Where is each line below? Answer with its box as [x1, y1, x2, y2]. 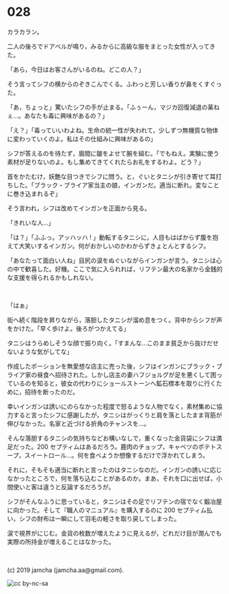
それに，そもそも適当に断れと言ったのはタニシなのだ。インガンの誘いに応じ [7, 465, 222, 473]
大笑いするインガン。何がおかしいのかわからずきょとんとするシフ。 [18, 241, 210, 250]
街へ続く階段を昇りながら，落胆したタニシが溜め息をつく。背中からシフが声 [7, 316, 223, 324]
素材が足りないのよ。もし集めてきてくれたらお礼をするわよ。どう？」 [7, 158, 205, 166]
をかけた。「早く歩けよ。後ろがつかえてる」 [7, 324, 130, 332]
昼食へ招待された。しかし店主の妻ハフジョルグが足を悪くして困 [36, 371, 217, 379]
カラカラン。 [7, 27, 43, 36]
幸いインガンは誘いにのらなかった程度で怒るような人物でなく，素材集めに [7, 402, 217, 410]
